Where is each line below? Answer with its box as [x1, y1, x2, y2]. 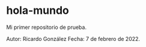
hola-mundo [6, 4, 69, 17]
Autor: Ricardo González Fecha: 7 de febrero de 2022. [6, 35, 140, 42]
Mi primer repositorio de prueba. [6, 23, 87, 31]
